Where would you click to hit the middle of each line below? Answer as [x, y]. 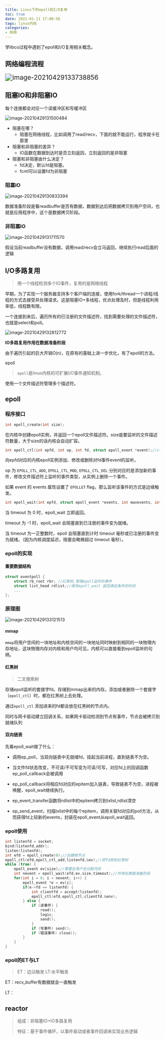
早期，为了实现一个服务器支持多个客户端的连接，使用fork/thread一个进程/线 [82, 294]
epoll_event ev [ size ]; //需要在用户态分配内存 [58, 869]
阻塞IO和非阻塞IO [31, 96]
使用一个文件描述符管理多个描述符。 [42, 383]
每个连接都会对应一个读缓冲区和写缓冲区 [46, 108]
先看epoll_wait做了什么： [30, 746]
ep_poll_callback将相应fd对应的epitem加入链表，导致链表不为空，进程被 [85, 784]
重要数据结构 [18, 566]
